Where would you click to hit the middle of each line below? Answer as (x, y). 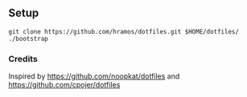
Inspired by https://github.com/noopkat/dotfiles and (94, 76)
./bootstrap (28, 38)
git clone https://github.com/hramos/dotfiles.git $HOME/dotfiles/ (124, 31)
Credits (23, 59)
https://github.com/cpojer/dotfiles (64, 85)
